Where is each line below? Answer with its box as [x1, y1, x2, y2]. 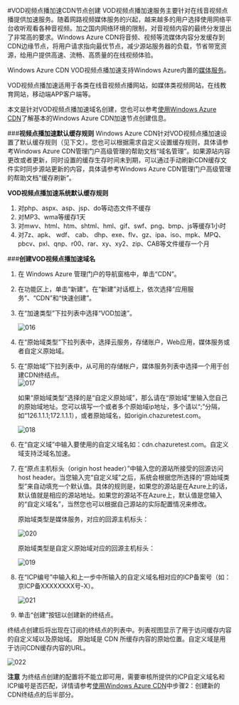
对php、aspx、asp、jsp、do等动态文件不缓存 [17, 204, 152, 212]
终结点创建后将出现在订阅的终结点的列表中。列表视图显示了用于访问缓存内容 [7, 626, 232, 634]
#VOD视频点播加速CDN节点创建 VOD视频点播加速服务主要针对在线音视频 [7, 6, 222, 14]
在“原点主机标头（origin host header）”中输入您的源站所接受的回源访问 [17, 464, 224, 472]
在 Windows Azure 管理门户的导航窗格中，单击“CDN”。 [17, 270, 181, 278]
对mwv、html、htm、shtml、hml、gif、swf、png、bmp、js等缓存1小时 [17, 221, 226, 230]
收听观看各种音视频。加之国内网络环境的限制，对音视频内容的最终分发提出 [13, 24, 232, 32]
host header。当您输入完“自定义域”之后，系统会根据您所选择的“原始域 [17, 473, 224, 481]
